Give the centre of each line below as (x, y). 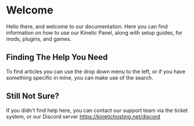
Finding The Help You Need (57, 57)
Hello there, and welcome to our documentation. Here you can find (87, 26)
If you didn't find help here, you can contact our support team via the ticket (97, 110)
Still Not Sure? (33, 96)
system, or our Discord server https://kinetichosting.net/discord (83, 116)
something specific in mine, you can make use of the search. (80, 77)
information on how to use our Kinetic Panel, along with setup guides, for (94, 32)
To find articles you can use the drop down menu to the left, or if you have (96, 71)
